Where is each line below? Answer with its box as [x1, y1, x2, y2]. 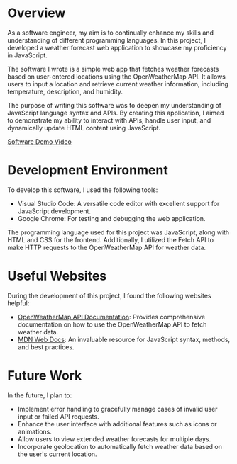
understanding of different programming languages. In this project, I [7, 35, 206, 44]
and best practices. [17, 342, 75, 351]
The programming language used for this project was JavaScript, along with [7, 228, 230, 237]
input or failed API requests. [17, 412, 99, 421]
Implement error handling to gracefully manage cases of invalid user [17, 404, 218, 413]
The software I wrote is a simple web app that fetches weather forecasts [7, 64, 219, 73]
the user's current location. [17, 450, 97, 458]
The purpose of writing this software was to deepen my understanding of [7, 101, 222, 109]
